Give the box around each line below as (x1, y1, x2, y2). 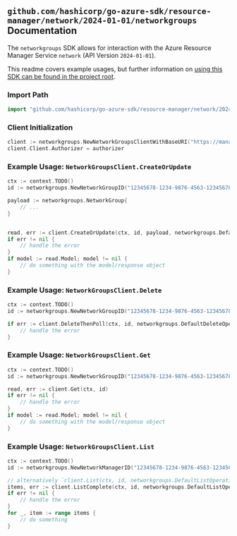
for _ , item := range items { (7, 510, 97, 517)
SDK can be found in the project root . (7, 72, 116, 80)
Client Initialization (7, 122, 73, 132)
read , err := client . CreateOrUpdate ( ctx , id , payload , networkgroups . (7, 229, 219, 236)
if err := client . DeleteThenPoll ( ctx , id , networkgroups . (7, 320, 181, 327)
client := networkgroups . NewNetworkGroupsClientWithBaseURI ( (7, 138, 191, 146)
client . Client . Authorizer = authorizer (7, 145, 125, 152)
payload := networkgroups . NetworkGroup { (7, 197, 128, 205)
